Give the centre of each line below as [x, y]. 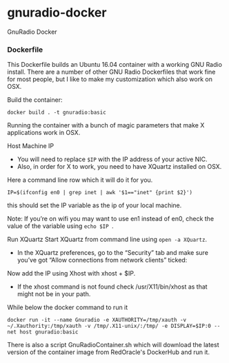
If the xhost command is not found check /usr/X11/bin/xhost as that [112, 287]
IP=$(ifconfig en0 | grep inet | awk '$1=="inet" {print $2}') [100, 193]
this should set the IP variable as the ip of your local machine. [94, 205]
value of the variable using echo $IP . [60, 226]
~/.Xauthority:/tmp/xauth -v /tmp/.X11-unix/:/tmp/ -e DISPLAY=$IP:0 [109, 326]
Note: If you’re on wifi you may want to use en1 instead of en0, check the [111, 219]
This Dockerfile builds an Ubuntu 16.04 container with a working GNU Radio [115, 65]
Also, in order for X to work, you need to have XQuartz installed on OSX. [119, 167]
